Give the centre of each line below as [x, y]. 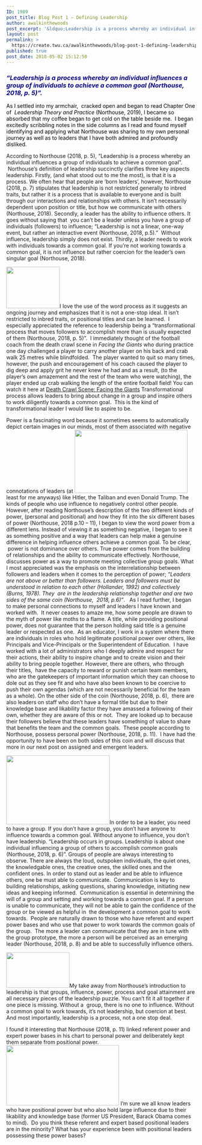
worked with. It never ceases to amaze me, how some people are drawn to [99, 613]
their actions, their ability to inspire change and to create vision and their [96, 657]
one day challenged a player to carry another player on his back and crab [97, 351]
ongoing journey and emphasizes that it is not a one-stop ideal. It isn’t [93, 312]
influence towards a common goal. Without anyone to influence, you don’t [98, 835]
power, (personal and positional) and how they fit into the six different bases [101, 516]
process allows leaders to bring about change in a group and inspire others [99, 396]
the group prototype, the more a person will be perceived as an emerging [97, 937]
